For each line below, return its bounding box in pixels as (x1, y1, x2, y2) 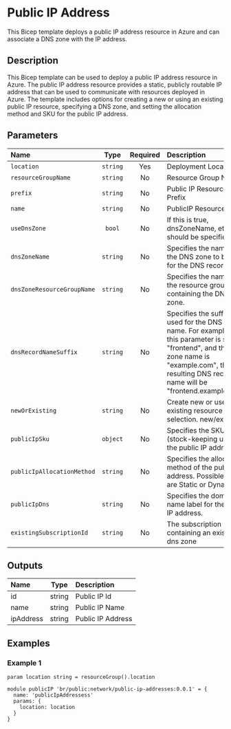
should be (166, 232, 199, 241)
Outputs (7, 559, 43, 572)
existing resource (166, 406, 223, 415)
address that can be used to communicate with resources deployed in (7, 87, 205, 96)
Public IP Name (75, 603, 125, 613)
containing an (166, 527, 211, 537)
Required (129, 150, 160, 160)
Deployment (166, 162, 206, 171)
